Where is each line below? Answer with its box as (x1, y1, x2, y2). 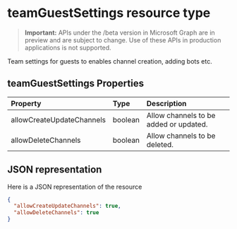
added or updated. (146, 119, 208, 129)
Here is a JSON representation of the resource (7, 182, 142, 191)
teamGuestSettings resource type (7, 5, 211, 21)
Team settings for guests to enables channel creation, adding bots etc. (7, 57, 213, 65)
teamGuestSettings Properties (7, 78, 145, 90)
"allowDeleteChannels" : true (13, 209, 99, 216)
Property (11, 98, 42, 108)
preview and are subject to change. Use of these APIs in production (24, 35, 221, 44)
